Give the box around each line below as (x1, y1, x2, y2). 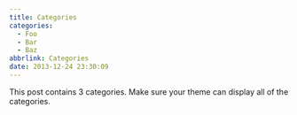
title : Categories (9, 12, 77, 22)
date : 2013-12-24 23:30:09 (9, 63, 109, 72)
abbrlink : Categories (9, 54, 90, 63)
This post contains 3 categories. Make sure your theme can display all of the (9, 86, 289, 97)
